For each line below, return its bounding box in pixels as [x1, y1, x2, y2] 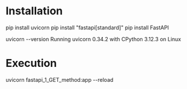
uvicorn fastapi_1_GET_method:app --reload [5, 76, 114, 83]
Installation [5, 4, 63, 18]
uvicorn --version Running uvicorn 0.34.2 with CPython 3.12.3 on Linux [5, 35, 182, 42]
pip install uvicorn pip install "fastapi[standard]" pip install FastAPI [5, 24, 170, 31]
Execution [5, 57, 57, 70]
